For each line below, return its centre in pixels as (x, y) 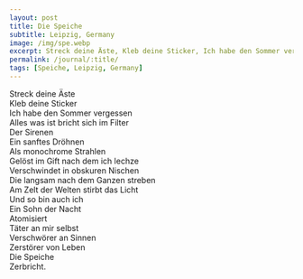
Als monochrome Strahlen (58, 151)
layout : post (34, 18)
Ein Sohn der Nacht (46, 209)
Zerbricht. (28, 266)
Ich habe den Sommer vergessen (71, 113)
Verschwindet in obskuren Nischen (74, 170)
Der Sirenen (32, 132)
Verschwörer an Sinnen (53, 237)
